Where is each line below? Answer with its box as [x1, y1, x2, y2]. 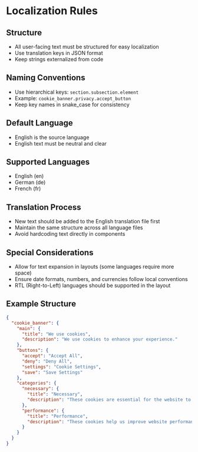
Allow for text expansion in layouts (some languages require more [14, 263, 174, 270]
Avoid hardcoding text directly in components [14, 230, 126, 237]
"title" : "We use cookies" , [21, 331, 91, 337]
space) [14, 269, 32, 276]
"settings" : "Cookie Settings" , [21, 364, 101, 369]
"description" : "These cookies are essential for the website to [27, 397, 192, 402]
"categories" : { [16, 380, 57, 387]
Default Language [6, 118, 74, 128]
